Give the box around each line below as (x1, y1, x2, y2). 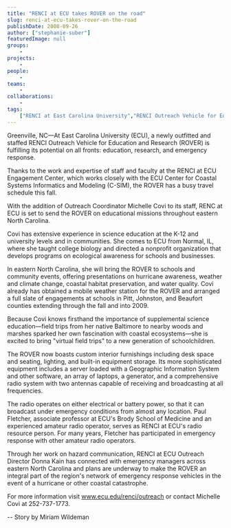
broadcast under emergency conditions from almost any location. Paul (7, 407, 206, 415)
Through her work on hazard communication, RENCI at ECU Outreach (7, 450, 204, 458)
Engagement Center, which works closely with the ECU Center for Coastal (7, 173, 217, 182)
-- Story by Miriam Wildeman (7, 513, 89, 521)
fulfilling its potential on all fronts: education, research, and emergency (7, 146, 208, 154)
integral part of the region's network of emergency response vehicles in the (7, 472, 221, 480)
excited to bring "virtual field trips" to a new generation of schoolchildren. (7, 336, 215, 344)
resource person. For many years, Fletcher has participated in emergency (7, 429, 216, 437)
